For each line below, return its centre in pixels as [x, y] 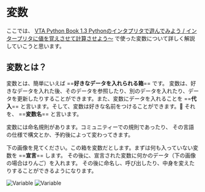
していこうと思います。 [36, 46]
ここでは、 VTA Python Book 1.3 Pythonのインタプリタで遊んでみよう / [95, 31]
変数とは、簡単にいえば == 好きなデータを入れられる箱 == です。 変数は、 [99, 83]
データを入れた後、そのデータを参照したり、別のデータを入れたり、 [102, 91]
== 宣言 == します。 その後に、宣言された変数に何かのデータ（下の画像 [107, 155]
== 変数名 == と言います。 [50, 113]
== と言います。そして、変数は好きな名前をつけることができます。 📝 [98, 106]
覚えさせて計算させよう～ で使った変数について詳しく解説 [122, 38]
